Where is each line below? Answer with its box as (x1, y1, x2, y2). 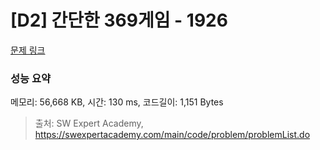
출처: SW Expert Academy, (34, 117, 144, 130)
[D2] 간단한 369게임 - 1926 (10, 9, 228, 32)
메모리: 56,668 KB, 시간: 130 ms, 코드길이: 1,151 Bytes (10, 96, 224, 108)
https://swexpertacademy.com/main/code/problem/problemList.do (34, 129, 311, 141)
